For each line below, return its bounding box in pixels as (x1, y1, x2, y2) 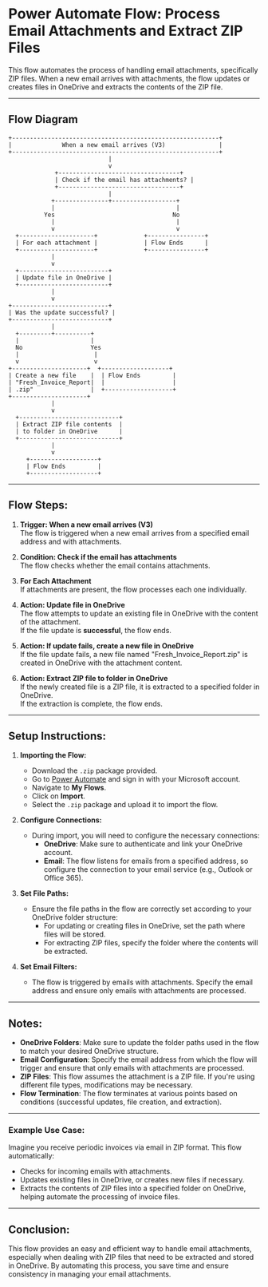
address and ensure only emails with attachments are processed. (31, 986, 246, 996)
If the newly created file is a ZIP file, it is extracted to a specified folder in (19, 682, 260, 691)
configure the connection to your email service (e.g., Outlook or (43, 865, 253, 874)
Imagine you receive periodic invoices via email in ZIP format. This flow (8, 1142, 242, 1152)
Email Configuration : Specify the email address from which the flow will (19, 1055, 258, 1064)
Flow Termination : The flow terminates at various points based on (19, 1089, 238, 1099)
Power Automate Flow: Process (8, 5, 221, 23)
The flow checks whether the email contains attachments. (19, 560, 211, 570)
